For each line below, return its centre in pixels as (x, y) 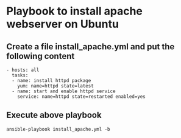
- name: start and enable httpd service (64, 91)
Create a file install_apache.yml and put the (90, 47)
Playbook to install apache (75, 11)
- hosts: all (23, 70)
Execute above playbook (54, 115)
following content (41, 56)
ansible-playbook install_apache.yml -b (59, 129)
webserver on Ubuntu (62, 24)
